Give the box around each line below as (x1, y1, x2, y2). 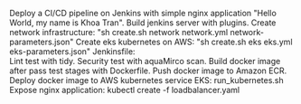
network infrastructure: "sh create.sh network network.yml (9, 27, 229, 37)
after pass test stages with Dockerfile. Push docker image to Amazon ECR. (9, 65, 287, 76)
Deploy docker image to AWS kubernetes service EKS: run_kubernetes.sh (9, 75, 284, 85)
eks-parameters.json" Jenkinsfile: (9, 46, 136, 57)
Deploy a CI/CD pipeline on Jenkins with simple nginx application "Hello (9, 8, 277, 18)
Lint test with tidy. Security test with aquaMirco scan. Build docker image (9, 56, 281, 66)
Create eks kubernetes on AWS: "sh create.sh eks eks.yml (75, 36, 293, 47)
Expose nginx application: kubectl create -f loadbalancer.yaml (9, 85, 240, 95)
